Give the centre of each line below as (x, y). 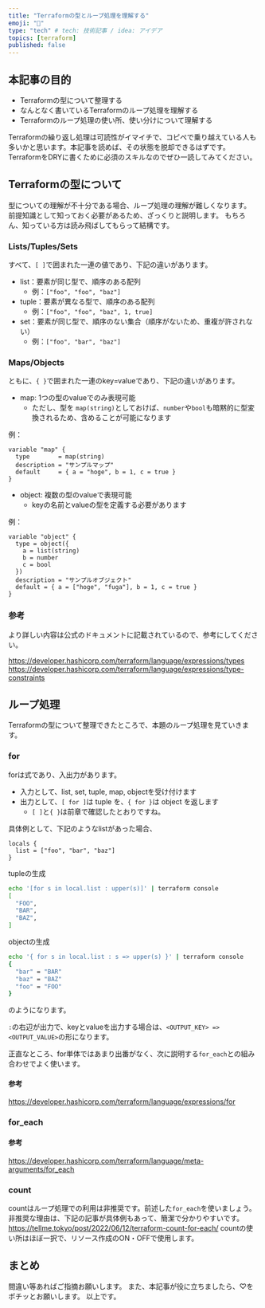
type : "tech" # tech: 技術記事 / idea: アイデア (86, 30)
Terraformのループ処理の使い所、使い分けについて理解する (116, 120)
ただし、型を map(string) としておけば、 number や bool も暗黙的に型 (140, 408)
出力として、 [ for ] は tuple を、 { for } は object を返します (119, 801)
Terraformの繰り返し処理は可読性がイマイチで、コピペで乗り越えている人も (132, 137)
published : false (37, 45)
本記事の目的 (40, 79)
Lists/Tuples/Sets (43, 246)
